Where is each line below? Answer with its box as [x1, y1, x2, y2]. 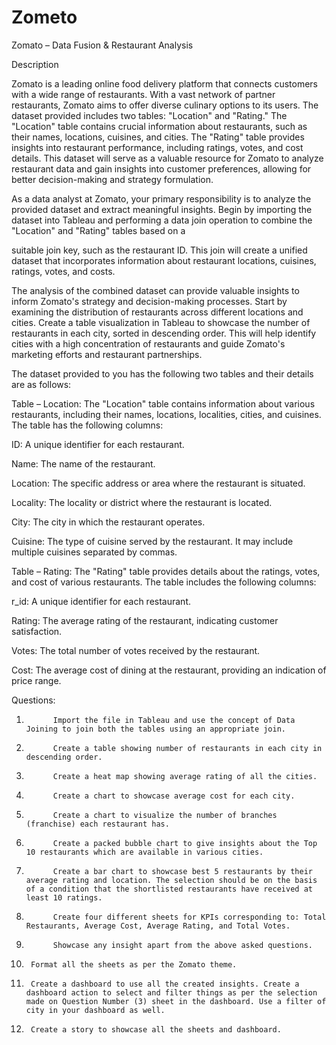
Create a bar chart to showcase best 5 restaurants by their [52, 866, 313, 876]
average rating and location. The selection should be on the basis [25, 875, 318, 885]
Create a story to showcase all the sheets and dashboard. [30, 1024, 282, 1035]
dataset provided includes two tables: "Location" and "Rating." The [11, 109, 288, 121]
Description [11, 58, 59, 70]
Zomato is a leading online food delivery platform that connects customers [11, 77, 318, 90]
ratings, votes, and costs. [11, 265, 116, 277]
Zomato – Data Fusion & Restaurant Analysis [11, 39, 194, 51]
